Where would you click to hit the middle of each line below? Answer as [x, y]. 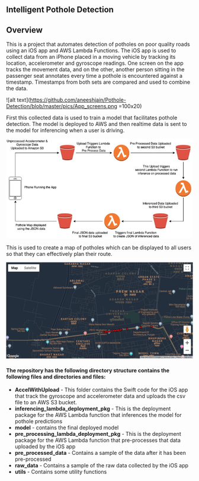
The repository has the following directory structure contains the [88, 370]
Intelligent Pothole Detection [60, 10]
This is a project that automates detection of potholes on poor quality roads [98, 45]
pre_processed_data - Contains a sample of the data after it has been [100, 453]
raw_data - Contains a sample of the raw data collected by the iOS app [101, 466]
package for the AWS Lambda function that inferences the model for [98, 415]
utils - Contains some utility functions [61, 472]
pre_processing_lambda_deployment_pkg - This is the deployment [98, 434]
